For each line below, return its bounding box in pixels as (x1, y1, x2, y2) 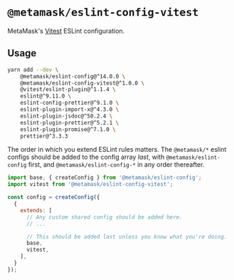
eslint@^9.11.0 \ (20, 93, 72, 100)
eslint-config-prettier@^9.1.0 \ (20, 99, 119, 107)
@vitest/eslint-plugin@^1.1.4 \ (20, 86, 116, 93)
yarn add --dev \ (7, 66, 59, 73)
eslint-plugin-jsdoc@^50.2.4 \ (20, 113, 113, 120)
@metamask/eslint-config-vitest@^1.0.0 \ (20, 79, 144, 87)
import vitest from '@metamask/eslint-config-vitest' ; (7, 181, 174, 188)
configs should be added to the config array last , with (7, 152, 165, 162)
